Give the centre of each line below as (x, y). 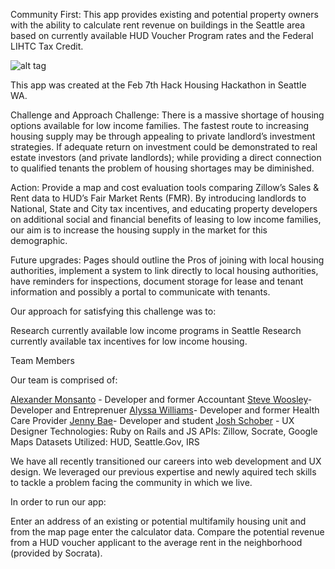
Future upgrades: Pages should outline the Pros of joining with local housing (167, 260)
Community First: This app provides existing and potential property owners (164, 14)
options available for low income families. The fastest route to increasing (160, 125)
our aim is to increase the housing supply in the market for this (139, 230)
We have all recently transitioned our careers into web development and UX (166, 461)
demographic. (39, 240)
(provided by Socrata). (56, 553)
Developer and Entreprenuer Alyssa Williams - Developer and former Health (165, 410)
